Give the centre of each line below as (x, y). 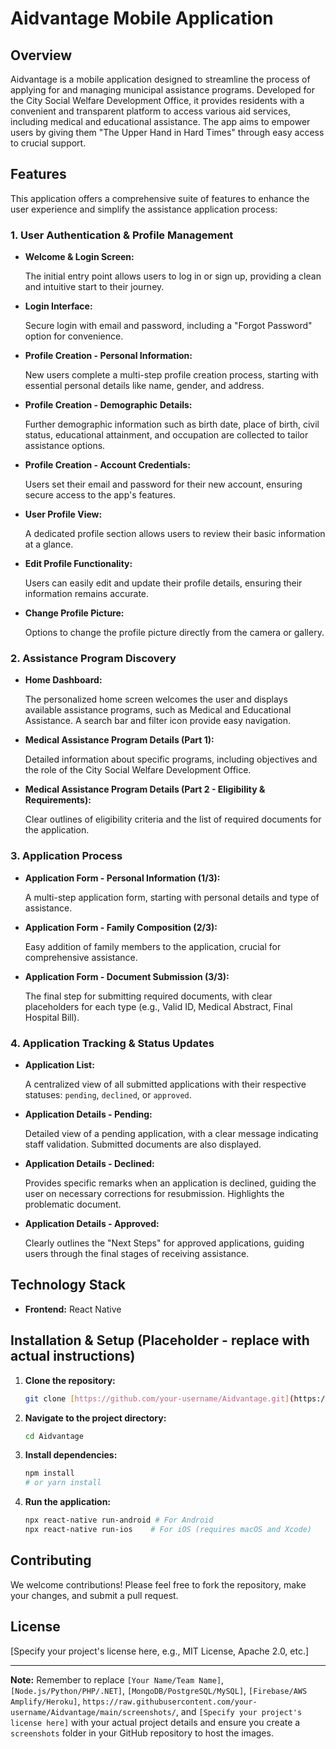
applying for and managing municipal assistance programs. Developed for (162, 90)
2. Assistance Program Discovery (93, 659)
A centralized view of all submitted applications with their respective (165, 1084)
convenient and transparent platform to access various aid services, (150, 111)
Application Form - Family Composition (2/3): (121, 927)
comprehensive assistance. (81, 957)
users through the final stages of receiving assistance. (137, 1253)
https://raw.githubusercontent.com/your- (170, 1702)
